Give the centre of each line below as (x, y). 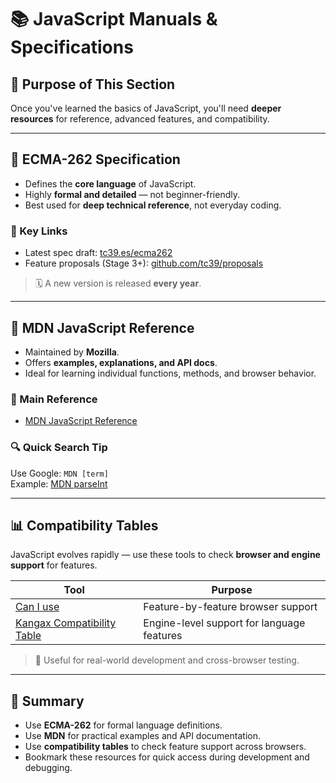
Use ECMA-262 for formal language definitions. (123, 725)
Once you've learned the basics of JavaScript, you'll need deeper (146, 108)
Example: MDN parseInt (59, 483)
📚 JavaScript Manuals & (114, 19)
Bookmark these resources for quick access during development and (167, 757)
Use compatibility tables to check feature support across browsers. (165, 747)
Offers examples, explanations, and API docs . (121, 362)
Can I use (37, 607)
